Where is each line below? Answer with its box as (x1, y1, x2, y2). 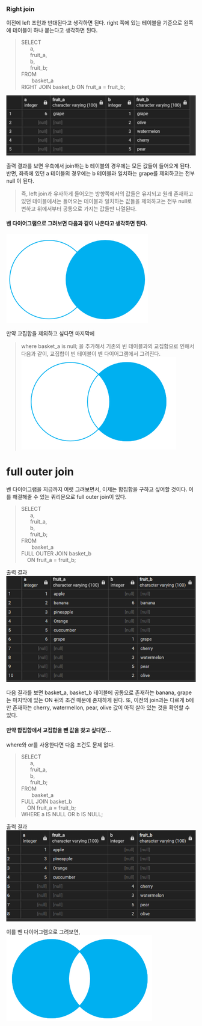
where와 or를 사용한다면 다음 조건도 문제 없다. (6, 741, 115, 748)
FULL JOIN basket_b (20, 798, 72, 805)
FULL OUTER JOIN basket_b (20, 549, 92, 557)
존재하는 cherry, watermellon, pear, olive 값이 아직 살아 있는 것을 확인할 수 (12, 704, 191, 711)
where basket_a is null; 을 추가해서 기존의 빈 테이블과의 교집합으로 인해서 (20, 343, 195, 350)
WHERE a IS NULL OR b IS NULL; (20, 810, 103, 817)
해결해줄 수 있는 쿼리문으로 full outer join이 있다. (12, 493, 127, 500)
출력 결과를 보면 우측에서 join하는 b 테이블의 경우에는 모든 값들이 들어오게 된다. (6, 162, 191, 169)
